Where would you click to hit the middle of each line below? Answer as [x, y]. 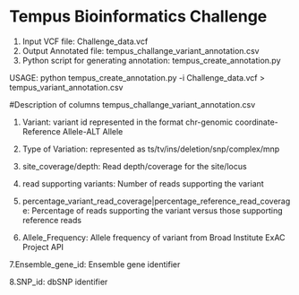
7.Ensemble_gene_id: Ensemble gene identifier [95, 264]
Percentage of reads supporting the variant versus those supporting [157, 210]
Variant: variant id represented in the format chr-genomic [128, 122]
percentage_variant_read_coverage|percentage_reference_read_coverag [156, 201]
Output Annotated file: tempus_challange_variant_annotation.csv [141, 50]
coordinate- [257, 122]
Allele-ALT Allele [93, 131]
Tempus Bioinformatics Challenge [138, 17]
